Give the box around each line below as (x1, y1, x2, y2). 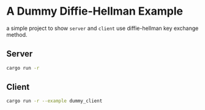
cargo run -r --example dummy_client (6, 98, 103, 105)
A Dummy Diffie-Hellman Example (6, 4, 184, 18)
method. (6, 31, 28, 38)
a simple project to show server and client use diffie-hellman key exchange (6, 24, 199, 32)
